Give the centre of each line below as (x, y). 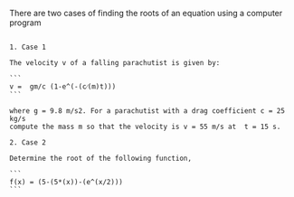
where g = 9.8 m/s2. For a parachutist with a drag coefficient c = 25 (147, 111)
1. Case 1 (28, 47)
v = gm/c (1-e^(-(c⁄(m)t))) (63, 87)
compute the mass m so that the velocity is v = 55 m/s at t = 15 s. (145, 127)
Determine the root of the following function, (101, 158)
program (25, 23)
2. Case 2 (28, 143)
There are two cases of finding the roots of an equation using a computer (146, 13)
